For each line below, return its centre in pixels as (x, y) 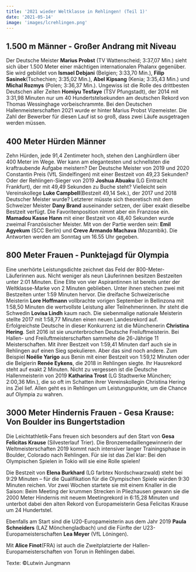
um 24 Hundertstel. (29, 510)
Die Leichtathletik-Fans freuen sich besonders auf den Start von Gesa (90, 436)
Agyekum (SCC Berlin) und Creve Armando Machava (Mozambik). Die (92, 230)
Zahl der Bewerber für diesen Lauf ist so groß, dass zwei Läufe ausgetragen (98, 117)
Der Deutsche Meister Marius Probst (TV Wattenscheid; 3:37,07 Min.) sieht (97, 61)
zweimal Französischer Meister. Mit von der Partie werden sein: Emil (88, 224)
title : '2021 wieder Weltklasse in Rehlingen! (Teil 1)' (77, 11)
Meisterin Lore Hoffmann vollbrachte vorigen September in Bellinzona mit (95, 300)
